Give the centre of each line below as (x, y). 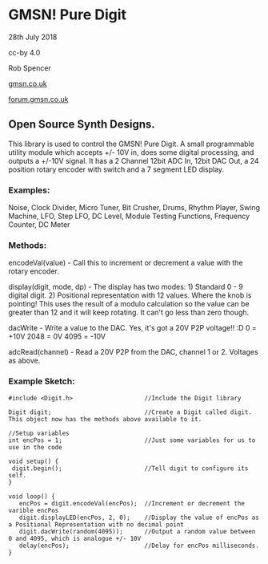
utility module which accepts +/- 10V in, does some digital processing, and (131, 152)
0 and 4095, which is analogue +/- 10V (75, 538)
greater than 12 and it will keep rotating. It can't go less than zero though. (129, 312)
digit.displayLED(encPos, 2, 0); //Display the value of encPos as (139, 517)
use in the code (35, 447)
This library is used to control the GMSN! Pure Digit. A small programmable (131, 144)
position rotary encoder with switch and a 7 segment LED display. (116, 169)
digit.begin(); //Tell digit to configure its (130, 468)
